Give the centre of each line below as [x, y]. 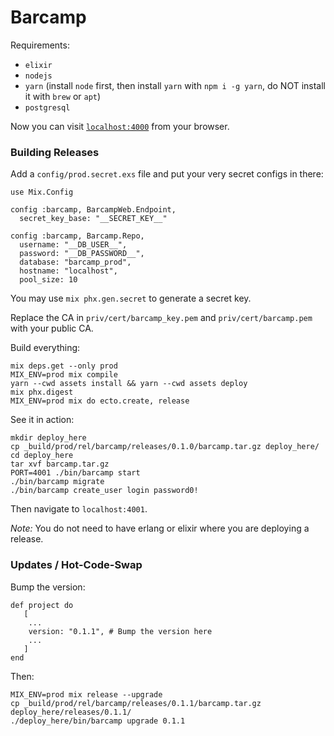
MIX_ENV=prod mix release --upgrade [86, 694]
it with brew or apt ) [63, 96]
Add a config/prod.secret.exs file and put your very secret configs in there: [167, 174]
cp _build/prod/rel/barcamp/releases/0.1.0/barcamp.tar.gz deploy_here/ [165, 447]
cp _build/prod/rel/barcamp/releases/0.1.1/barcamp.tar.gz [136, 703]
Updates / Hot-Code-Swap [76, 565]
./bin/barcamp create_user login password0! [104, 491]
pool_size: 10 [48, 280]
